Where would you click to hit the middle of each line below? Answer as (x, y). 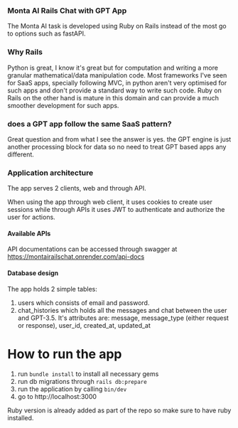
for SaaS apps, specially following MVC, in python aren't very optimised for (117, 82)
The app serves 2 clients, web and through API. (77, 188)
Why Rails (25, 52)
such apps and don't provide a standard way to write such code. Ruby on (114, 90)
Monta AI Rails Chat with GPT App (67, 11)
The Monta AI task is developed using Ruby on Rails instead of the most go (117, 26)
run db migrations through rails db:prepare (82, 381)
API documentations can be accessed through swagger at (92, 249)
